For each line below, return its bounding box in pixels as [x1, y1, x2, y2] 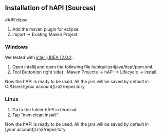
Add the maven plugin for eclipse [12, 26, 79, 32]
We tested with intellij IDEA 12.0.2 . [5, 54, 73, 60]
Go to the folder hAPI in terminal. [12, 107, 78, 113]
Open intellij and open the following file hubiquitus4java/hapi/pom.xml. [12, 64, 154, 70]
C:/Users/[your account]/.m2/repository [5, 84, 85, 89]
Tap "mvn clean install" [12, 112, 59, 118]
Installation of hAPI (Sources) [5, 4, 96, 12]
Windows [5, 43, 28, 50]
